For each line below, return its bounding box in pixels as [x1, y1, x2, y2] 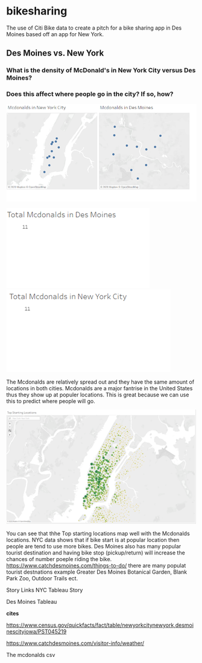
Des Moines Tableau [6, 598, 57, 605]
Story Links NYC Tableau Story [6, 586, 83, 594]
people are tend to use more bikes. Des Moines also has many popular [6, 542, 181, 550]
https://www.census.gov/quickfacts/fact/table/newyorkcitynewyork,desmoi [6, 621, 194, 629]
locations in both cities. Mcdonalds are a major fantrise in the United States [6, 384, 193, 392]
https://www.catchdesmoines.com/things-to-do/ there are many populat [6, 562, 186, 569]
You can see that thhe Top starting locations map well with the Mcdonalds [6, 530, 190, 537]
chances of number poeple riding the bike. [6, 555, 112, 562]
